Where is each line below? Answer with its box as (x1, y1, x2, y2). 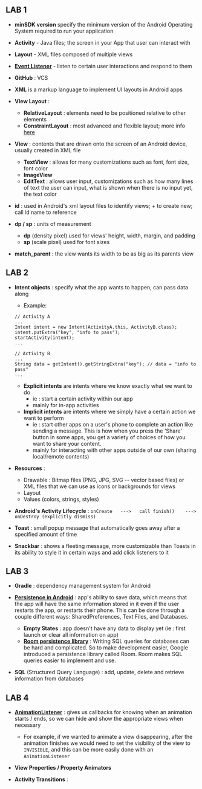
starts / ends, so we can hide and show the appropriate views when (14, 715, 184, 723)
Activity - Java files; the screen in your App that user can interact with (14, 39, 191, 46)
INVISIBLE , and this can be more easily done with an (23, 746, 154, 753)
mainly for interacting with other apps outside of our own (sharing (32, 446, 197, 454)
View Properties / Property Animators (14, 764, 112, 771)
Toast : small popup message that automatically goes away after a (14, 524, 180, 531)
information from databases (14, 675, 84, 682)
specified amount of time (14, 530, 77, 538)
